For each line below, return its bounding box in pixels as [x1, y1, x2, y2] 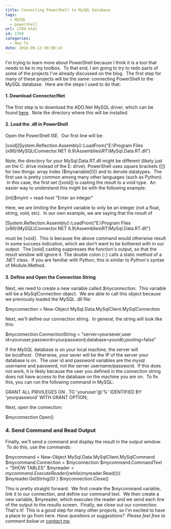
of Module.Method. [5, 262, 46, 268]
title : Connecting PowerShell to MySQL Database [5, 7, 111, 13]
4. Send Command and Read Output [5, 427, 96, 434]
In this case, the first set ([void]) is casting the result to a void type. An [6, 180, 156, 186]
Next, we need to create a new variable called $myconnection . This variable [5, 285, 166, 291]
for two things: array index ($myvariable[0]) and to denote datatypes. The [5, 169, 162, 175]
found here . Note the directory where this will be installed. [5, 109, 129, 115]
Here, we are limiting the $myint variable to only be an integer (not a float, [5, 205, 161, 211]
